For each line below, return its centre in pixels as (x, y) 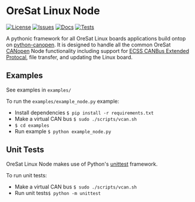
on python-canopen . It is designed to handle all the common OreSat (88, 45)
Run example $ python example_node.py (63, 131)
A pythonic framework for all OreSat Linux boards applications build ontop (96, 38)
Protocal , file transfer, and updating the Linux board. (70, 57)
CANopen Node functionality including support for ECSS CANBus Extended (98, 51)
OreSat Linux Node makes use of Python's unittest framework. (82, 164)
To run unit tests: (27, 175)
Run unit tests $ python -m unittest (58, 193)
